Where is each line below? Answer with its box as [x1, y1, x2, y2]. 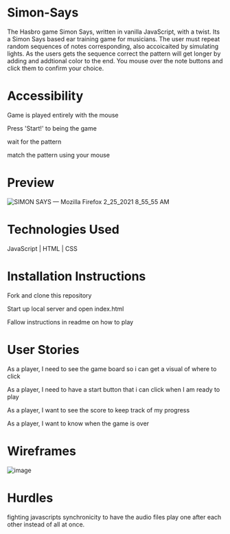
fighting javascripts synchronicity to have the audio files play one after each [7, 513, 222, 521]
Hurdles [7, 490, 54, 506]
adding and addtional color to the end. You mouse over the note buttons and [7, 56, 223, 65]
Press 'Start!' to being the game [7, 124, 97, 132]
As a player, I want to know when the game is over [7, 419, 150, 427]
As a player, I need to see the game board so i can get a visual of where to [7, 364, 217, 372]
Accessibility [7, 88, 84, 104]
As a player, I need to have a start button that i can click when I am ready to [7, 385, 220, 393]
